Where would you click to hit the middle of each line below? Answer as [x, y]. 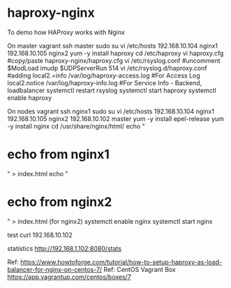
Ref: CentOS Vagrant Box [140, 269]
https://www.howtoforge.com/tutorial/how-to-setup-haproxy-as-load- [121, 262]
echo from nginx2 [60, 202]
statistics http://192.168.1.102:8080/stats [65, 248]
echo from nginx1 [59, 154]
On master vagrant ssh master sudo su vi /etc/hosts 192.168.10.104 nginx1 [113, 45]
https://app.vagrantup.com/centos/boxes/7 [69, 277]
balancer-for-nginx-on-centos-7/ [55, 269]
